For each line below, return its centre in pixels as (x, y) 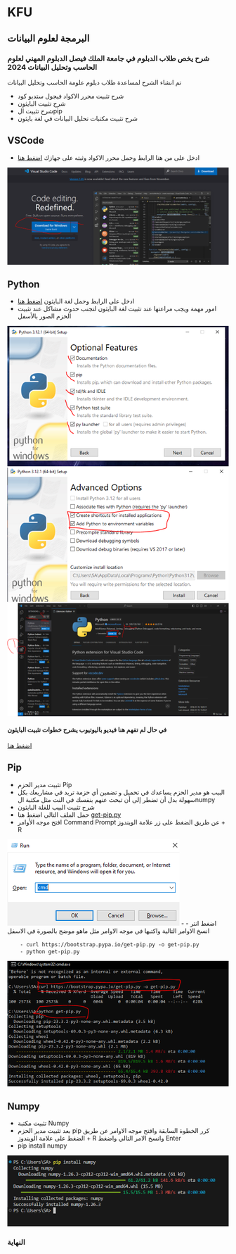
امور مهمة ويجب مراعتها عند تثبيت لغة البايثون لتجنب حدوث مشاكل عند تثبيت (117, 309)
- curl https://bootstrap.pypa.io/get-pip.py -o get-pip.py (110, 944)
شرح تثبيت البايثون (41, 104)
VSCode (26, 140)
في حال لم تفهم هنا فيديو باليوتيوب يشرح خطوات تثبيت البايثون (87, 730)
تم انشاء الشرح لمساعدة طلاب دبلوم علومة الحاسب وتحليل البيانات (94, 82)
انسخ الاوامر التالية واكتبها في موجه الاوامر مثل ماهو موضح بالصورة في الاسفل (109, 931)
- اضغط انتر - (199, 923)
